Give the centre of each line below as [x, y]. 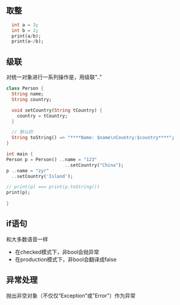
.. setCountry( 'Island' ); [42, 176]
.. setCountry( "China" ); [94, 165]
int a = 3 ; [25, 25]
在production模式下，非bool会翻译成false [66, 259]
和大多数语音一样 [27, 239]
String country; [32, 99]
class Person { [25, 88]
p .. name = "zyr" [28, 171]
